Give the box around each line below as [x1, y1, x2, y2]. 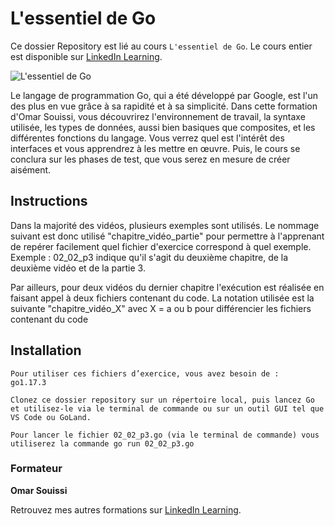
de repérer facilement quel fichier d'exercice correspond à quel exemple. [10, 240, 312, 252]
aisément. [10, 163, 52, 176]
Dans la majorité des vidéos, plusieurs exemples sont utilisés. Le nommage [10, 219, 320, 231]
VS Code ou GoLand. [10, 412, 92, 422]
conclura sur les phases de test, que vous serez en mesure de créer [10, 153, 291, 165]
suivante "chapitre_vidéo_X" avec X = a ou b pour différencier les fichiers [10, 302, 312, 314]
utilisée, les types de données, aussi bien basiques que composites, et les [10, 121, 316, 133]
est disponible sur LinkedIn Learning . [10, 50, 163, 62]
